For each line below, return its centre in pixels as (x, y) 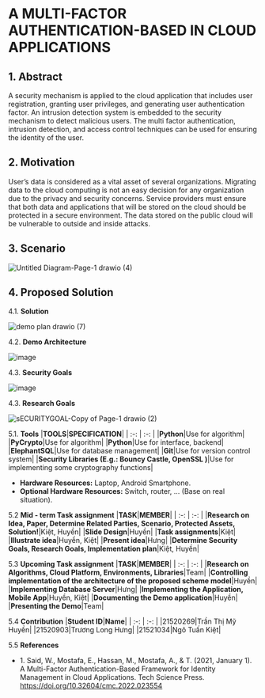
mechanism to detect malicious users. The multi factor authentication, (122, 121)
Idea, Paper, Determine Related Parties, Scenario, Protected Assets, (122, 524)
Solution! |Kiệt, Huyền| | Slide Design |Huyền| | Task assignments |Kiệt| (122, 532)
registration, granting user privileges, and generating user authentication (127, 104)
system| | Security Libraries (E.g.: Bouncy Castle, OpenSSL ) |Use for (121, 459)
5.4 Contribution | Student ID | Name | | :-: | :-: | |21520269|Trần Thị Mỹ (122, 621)
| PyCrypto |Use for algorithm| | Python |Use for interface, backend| (116, 442)
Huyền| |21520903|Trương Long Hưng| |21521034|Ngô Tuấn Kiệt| (115, 630)
